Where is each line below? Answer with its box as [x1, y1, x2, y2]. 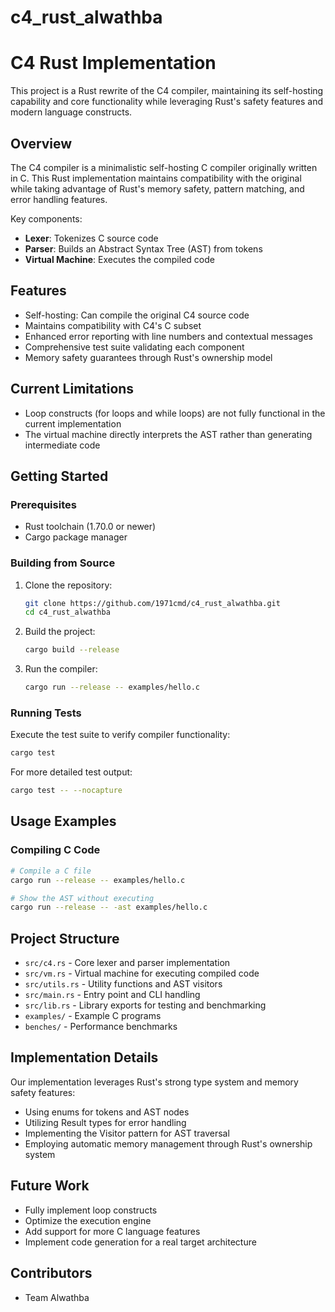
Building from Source [10, 556, 116, 570]
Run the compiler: [24, 663, 98, 675]
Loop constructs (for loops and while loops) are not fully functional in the [24, 407, 326, 419]
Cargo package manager [24, 531, 128, 543]
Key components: [10, 212, 83, 225]
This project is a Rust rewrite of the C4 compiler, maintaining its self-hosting [10, 85, 324, 97]
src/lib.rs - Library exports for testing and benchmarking [24, 999, 267, 1011]
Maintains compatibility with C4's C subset [24, 319, 202, 331]
